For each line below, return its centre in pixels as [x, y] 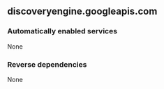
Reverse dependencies [47, 64]
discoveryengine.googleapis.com [82, 11]
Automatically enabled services [62, 31]
